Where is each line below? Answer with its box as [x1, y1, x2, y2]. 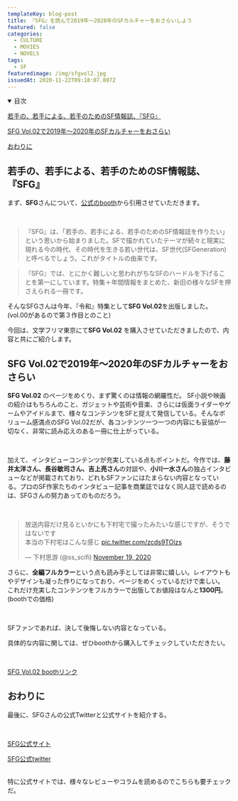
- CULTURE [13, 37, 43, 44]
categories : [7, 30, 43, 38]
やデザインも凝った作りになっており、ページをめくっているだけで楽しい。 [7, 577, 225, 585]
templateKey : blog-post [7, 10, 78, 18]
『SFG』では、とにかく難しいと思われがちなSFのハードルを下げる [24, 269, 220, 278]
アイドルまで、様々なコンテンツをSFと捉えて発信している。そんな [26, 409, 220, 417]
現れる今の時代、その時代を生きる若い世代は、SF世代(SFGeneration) [24, 245, 227, 254]
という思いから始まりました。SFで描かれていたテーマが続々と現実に [24, 236, 226, 245]
